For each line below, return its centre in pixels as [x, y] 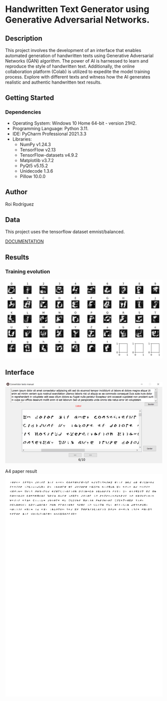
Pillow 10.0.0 [33, 176]
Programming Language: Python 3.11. [50, 128]
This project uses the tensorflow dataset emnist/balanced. [65, 232]
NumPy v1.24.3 [35, 144]
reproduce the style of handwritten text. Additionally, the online [70, 66]
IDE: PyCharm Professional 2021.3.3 [49, 134]
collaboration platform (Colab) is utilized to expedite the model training [78, 72]
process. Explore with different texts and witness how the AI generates [78, 77]
